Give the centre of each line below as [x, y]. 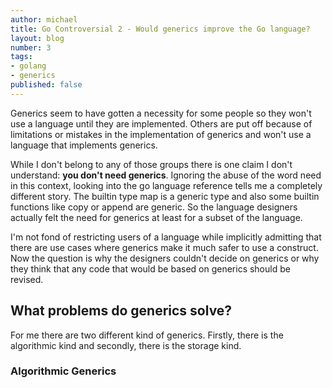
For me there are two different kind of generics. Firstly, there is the [147, 335]
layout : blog [37, 38]
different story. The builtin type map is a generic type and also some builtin [165, 196]
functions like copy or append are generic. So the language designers [154, 207]
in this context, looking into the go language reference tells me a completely [166, 185]
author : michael [44, 19]
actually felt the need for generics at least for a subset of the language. [156, 217]
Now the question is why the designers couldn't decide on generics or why [165, 258]
